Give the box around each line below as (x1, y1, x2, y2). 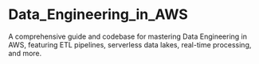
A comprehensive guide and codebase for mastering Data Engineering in (8, 32, 247, 41)
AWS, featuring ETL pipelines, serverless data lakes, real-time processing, (8, 40, 252, 49)
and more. (8, 48, 42, 58)
